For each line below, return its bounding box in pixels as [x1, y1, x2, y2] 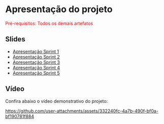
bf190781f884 [5, 113, 35, 119]
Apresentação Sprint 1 [12, 48, 59, 54]
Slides [5, 35, 25, 44]
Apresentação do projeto [5, 4, 113, 15]
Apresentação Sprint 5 [12, 70, 60, 76]
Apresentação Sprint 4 [12, 64, 60, 70]
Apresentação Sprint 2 [12, 54, 60, 60]
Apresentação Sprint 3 [12, 59, 60, 65]
